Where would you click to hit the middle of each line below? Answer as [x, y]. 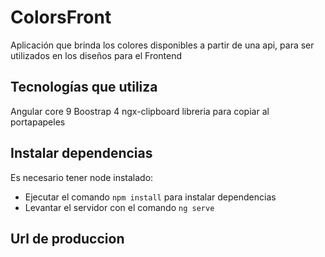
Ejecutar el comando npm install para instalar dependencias [150, 197]
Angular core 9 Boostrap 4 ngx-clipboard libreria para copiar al [140, 111]
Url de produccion [67, 238]
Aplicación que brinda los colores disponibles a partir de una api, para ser [162, 45]
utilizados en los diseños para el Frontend [96, 55]
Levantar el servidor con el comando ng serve [119, 207]
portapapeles [38, 122]
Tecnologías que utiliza [84, 87]
